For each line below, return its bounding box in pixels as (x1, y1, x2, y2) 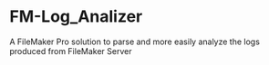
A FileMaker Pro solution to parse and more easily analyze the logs (9, 36, 260, 47)
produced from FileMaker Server (9, 45, 132, 56)
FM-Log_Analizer (9, 6, 143, 27)
